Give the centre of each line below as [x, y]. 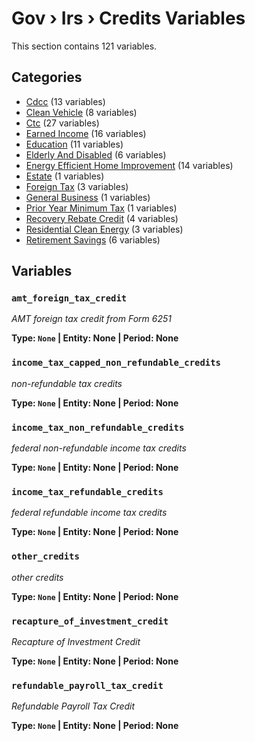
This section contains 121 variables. [84, 46]
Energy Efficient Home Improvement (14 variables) [129, 165]
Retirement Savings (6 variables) [93, 239]
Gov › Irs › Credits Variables [128, 18]
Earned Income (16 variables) [86, 133]
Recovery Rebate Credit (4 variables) [102, 218]
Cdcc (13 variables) [65, 101]
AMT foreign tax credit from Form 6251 [91, 319]
